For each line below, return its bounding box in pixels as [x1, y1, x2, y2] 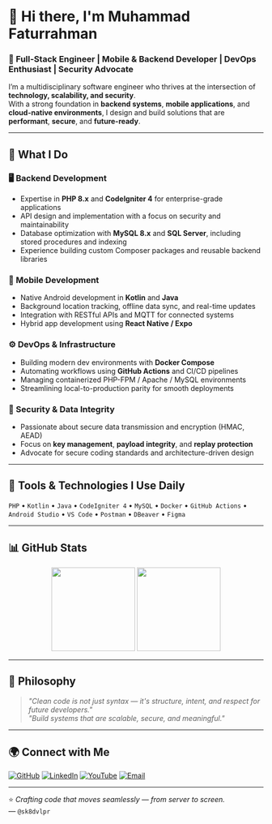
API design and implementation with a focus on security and [19, 211, 221, 221]
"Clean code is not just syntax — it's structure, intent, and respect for [28, 696, 261, 706]
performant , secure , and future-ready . [8, 117, 141, 127]
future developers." [28, 705, 93, 715]
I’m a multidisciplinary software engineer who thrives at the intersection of [8, 82, 257, 92]
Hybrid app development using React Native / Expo [19, 319, 193, 328]
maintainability [19, 220, 70, 230]
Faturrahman [8, 24, 98, 43]
